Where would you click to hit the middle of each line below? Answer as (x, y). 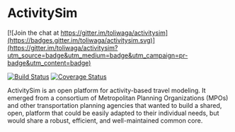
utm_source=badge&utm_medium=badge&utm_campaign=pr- (98, 55)
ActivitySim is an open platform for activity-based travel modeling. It (107, 90)
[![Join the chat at (33, 33)
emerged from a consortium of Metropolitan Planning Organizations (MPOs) (118, 98)
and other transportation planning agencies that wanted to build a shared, (115, 105)
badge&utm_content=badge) (49, 62)
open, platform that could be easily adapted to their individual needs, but (113, 113)
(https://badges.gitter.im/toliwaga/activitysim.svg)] (81, 40)
